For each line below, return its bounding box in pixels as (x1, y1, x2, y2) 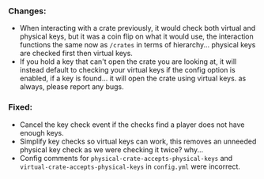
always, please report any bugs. (19, 82, 124, 91)
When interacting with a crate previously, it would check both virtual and (19, 24, 256, 33)
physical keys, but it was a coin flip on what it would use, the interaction (19, 32, 255, 41)
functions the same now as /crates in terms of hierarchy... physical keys (19, 40, 256, 50)
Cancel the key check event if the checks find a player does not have (19, 120, 245, 129)
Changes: (8, 6, 47, 17)
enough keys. (19, 128, 65, 137)
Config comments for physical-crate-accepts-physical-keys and (19, 153, 233, 162)
